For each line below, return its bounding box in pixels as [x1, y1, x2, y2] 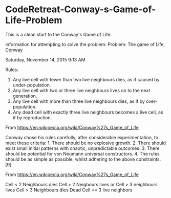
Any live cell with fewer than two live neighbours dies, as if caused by [12, 76, 160, 82]
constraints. [136, 156, 161, 162]
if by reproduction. [12, 114, 52, 121]
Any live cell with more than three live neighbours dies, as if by [12, 98, 145, 104]
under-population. [12, 82, 51, 88]
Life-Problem [5, 14, 62, 26]
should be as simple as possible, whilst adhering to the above [5, 156, 135, 162]
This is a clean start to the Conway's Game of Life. [5, 31, 112, 37]
